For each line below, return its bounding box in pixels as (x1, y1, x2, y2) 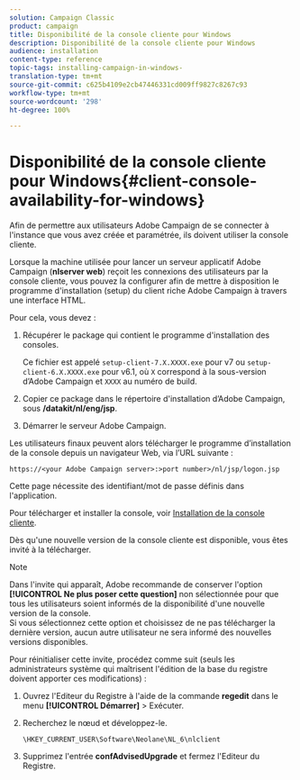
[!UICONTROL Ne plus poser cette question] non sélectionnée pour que (9, 589, 279, 600)
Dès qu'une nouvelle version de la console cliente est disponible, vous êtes (9, 535, 288, 546)
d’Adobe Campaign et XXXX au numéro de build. (22, 376, 198, 387)
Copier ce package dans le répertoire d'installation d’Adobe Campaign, (22, 394, 286, 404)
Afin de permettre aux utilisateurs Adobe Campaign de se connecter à (9, 220, 269, 231)
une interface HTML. (9, 295, 86, 306)
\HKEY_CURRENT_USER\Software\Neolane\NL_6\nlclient (22, 735, 221, 744)
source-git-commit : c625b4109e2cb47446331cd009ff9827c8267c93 (9, 80, 248, 89)
